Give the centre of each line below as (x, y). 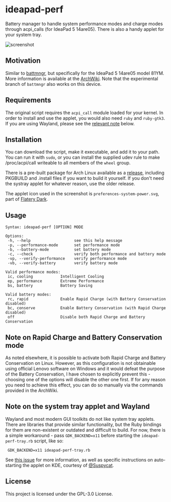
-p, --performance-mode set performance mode (64, 245)
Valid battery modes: (28, 295)
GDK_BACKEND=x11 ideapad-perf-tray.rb (49, 450)
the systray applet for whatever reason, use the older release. (70, 184)
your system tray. (24, 34)
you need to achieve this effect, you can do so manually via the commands (84, 385)
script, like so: (49, 441)
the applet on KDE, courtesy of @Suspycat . (68, 465)
